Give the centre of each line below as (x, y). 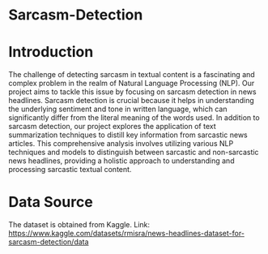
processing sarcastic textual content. (70, 170)
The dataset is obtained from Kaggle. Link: (79, 225)
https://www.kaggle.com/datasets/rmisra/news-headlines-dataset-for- (127, 234)
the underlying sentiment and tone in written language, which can (118, 109)
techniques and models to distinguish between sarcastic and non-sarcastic (134, 153)
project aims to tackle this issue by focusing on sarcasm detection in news (132, 92)
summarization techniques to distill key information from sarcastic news (128, 135)
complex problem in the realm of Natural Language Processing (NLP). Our (132, 84)
